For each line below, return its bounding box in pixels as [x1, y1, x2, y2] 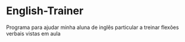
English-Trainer [6, 4, 84, 18]
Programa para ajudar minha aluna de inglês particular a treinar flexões [6, 24, 179, 31]
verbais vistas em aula [6, 30, 61, 37]
